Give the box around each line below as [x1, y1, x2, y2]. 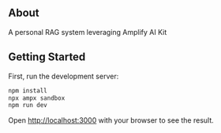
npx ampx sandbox [8, 94, 66, 102]
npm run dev [8, 101, 47, 109]
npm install [8, 86, 47, 94]
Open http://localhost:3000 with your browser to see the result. [8, 116, 215, 125]
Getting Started [8, 51, 86, 64]
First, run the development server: [8, 71, 119, 81]
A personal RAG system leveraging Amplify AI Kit [8, 27, 167, 36]
